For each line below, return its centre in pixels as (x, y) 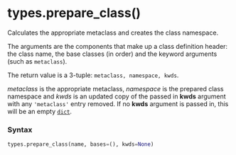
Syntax (20, 130)
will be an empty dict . (40, 111)
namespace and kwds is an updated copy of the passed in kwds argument (117, 96)
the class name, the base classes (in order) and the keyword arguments (112, 54)
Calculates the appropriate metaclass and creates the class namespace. (113, 33)
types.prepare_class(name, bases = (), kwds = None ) (81, 144)
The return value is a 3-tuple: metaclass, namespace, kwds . (93, 75)
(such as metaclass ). (37, 61)
